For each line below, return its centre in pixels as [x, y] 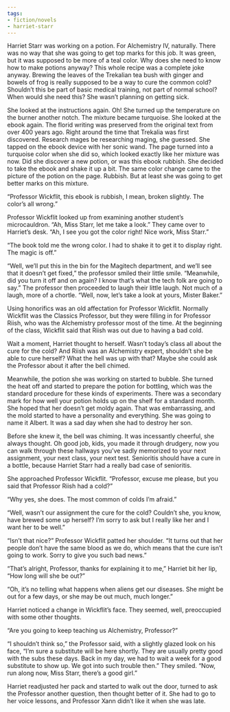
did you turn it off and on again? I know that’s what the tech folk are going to [115, 281]
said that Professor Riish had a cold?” [60, 486]
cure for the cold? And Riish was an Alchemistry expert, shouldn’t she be [110, 351]
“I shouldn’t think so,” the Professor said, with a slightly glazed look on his [112, 644]
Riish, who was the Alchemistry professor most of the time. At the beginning [115, 323]
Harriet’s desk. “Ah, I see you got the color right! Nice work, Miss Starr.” [108, 232]
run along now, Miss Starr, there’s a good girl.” [72, 673]
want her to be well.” [36, 528]
